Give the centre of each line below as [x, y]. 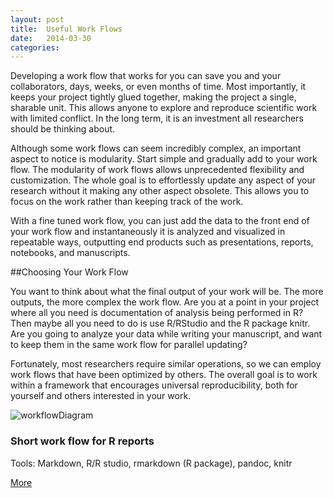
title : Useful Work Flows [66, 29]
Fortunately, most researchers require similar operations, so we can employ [166, 364]
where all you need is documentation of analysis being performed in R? [157, 313]
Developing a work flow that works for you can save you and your [146, 76]
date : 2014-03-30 [51, 38]
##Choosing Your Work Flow [69, 272]
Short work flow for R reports [82, 441]
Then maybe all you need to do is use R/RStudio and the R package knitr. [160, 323]
